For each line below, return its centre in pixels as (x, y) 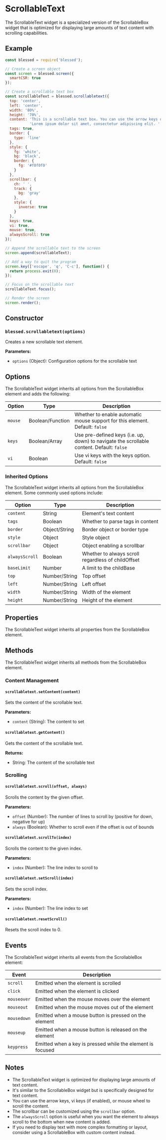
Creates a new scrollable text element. (44, 342)
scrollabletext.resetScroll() (36, 919)
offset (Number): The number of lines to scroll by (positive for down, (83, 816)
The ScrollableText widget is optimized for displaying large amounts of (84, 1079)
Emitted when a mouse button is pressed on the (91, 1015)
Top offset (94, 576)
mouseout (18, 1007)
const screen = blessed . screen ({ (40, 73)
